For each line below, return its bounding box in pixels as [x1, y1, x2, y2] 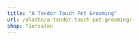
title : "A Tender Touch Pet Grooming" [7, 9, 117, 17]
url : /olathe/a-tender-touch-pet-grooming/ [7, 16, 133, 23]
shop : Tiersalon [7, 22, 53, 29]
